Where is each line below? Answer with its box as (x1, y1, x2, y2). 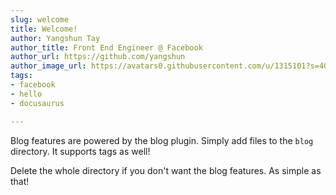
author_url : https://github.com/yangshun (10, 52, 186, 62)
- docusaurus (10, 98, 65, 108)
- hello (10, 89, 43, 99)
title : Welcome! (10, 24, 78, 34)
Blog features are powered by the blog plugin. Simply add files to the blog (10, 134, 314, 146)
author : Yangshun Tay (10, 33, 101, 43)
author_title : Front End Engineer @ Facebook (10, 42, 203, 53)
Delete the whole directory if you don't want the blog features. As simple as (10, 164, 322, 176)
